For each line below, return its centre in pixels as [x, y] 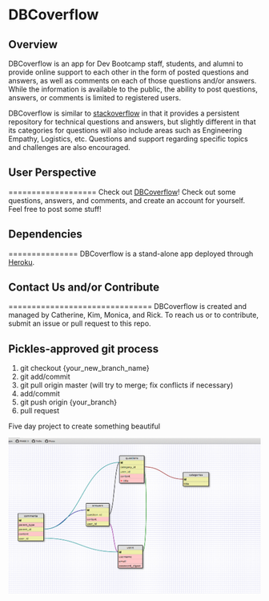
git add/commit [45, 377]
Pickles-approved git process [83, 349]
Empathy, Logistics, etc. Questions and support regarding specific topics [128, 139]
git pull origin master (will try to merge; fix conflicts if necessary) [126, 385]
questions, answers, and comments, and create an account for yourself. [127, 200]
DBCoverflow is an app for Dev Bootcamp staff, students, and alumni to [126, 63]
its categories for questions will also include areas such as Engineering [125, 130]
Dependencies [45, 234]
